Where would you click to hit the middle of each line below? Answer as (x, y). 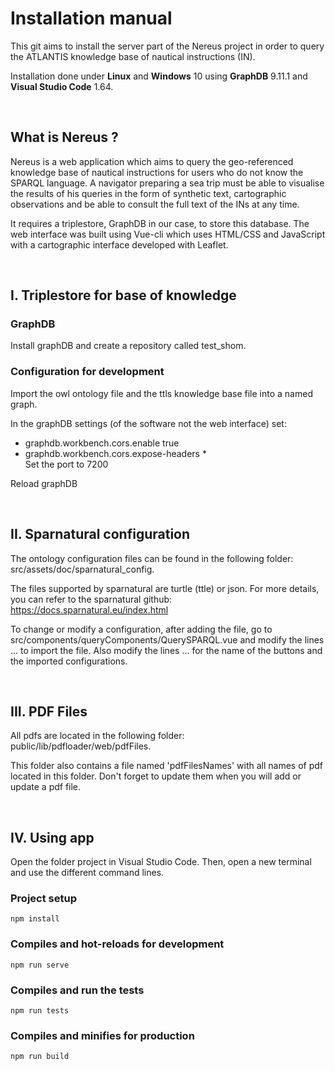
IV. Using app (52, 837)
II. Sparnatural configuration (100, 534)
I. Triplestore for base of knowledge (123, 295)
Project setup (43, 899)
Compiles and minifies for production (102, 1035)
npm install (35, 919)
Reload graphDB (44, 483)
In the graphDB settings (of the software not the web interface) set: (148, 423)
